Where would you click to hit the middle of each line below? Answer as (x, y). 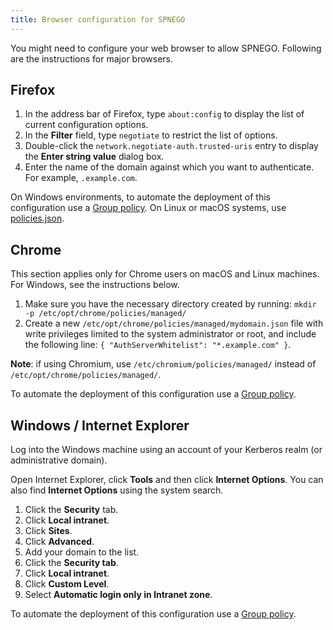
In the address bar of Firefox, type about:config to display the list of (164, 114)
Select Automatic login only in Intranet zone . (118, 595)
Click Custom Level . (67, 584)
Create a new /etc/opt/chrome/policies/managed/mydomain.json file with (174, 323)
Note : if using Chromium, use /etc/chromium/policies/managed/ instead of (163, 364)
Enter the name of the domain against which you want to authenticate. (169, 167)
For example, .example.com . (81, 178)
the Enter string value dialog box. (94, 157)
